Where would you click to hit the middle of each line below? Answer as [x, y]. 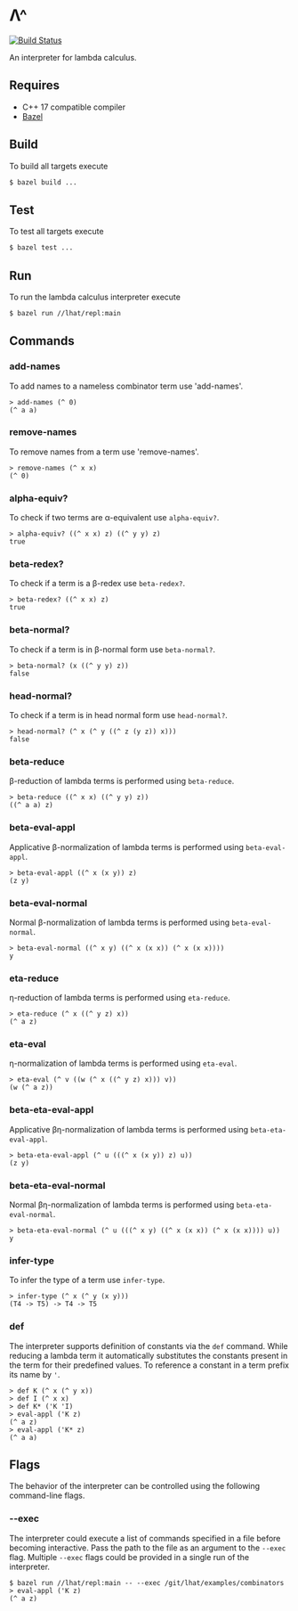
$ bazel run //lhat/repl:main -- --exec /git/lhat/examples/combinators [147, 1582]
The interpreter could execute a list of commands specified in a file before [145, 1538]
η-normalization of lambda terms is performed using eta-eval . [123, 1063]
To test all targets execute [56, 232]
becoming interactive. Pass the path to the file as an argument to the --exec [148, 1548]
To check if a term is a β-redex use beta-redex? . [97, 584]
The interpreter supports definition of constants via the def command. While [149, 1345]
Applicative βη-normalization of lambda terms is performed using [129, 1129]
